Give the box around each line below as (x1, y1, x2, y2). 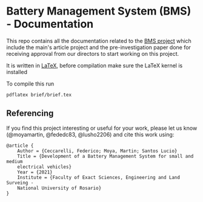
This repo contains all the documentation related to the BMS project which (6, 37, 192, 44)
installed (6, 68, 28, 75)
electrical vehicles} (17, 164, 72, 170)
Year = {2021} (17, 169, 53, 175)
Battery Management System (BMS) (6, 4, 191, 18)
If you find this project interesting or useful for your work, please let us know (6, 124, 198, 132)
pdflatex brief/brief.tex (6, 92, 72, 98)
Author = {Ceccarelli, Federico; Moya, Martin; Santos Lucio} (17, 147, 178, 154)
